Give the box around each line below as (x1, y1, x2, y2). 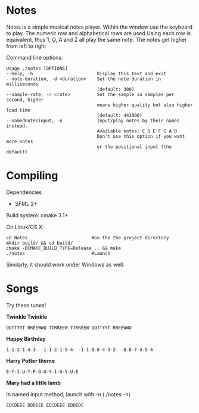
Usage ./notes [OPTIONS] (6, 65, 68, 72)
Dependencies (6, 189, 42, 196)
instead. (6, 123, 28, 129)
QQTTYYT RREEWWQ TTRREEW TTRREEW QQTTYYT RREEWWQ (6, 325, 132, 331)
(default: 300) (97, 86, 135, 93)
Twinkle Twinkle (6, 313, 48, 320)
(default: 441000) (97, 112, 143, 118)
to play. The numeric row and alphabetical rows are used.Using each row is (6, 29, 191, 36)
